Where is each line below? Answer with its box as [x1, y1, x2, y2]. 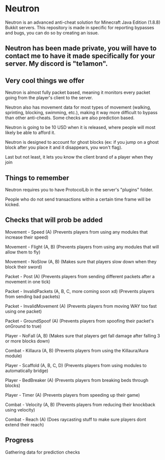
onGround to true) [5, 323, 42, 329]
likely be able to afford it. [5, 129, 56, 136]
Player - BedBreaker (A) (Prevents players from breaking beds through [5, 377, 149, 383]
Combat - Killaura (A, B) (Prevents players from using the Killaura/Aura [5, 347, 149, 353]
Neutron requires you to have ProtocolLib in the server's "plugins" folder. [5, 186, 154, 193]
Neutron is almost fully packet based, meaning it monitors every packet [5, 89, 151, 95]
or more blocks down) [5, 338, 50, 344]
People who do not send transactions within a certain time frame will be [5, 196, 151, 202]
